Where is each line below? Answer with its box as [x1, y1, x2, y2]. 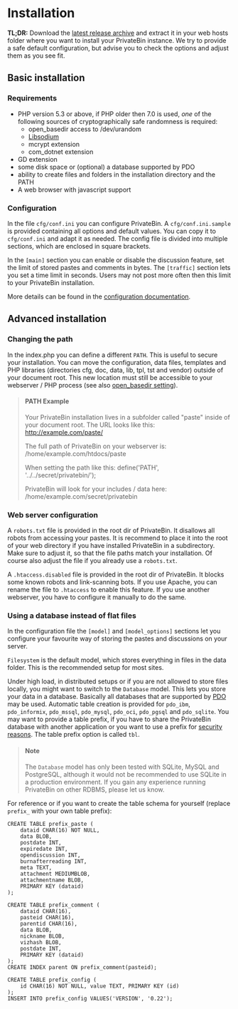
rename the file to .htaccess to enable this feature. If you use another [7, 586, 210, 594]
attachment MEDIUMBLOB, [20, 870, 91, 877]
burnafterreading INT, [20, 857, 87, 865]
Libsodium [28, 132, 59, 140]
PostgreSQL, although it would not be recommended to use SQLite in [24, 770, 227, 778]
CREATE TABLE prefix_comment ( [7, 901, 100, 909]
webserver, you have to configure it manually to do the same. [7, 593, 187, 601]
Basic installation [7, 72, 85, 84]
